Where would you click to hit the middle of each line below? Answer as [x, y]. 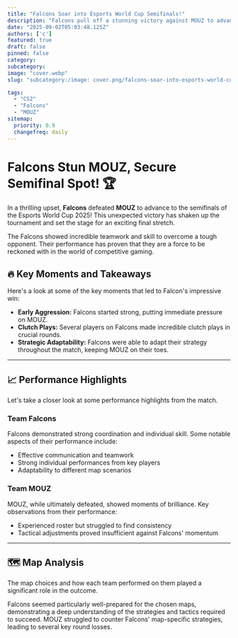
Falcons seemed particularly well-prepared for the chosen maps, [102, 604]
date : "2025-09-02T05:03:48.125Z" [58, 27]
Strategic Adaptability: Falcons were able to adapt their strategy [112, 342]
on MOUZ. [33, 320]
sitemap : [20, 119]
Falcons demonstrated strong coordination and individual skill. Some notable [119, 434]
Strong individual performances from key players [89, 463]
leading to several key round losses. [60, 627]
